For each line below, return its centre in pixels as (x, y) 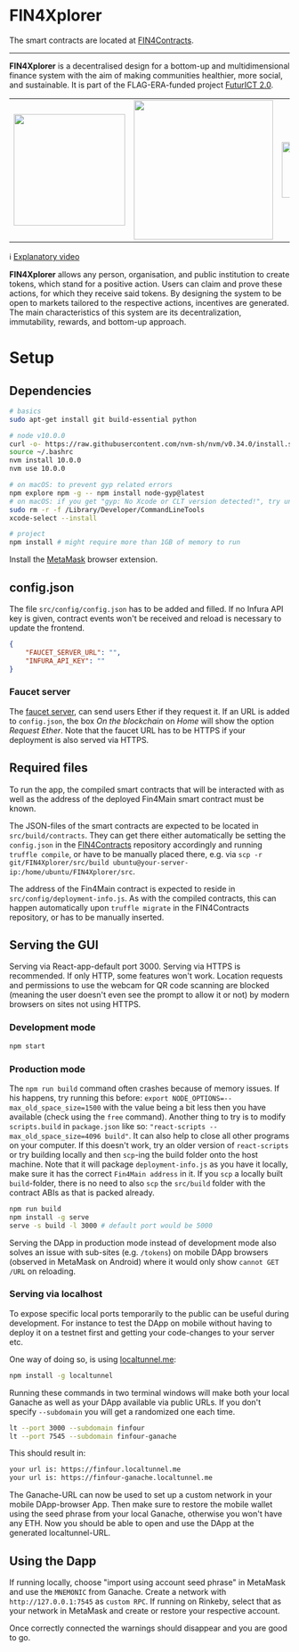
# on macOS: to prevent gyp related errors (91, 485)
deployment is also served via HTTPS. (79, 739)
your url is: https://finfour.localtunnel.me (95, 1470)
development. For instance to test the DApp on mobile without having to (141, 1323)
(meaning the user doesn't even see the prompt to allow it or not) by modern (149, 995)
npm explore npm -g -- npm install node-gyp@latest (107, 493)
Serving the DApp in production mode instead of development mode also (143, 1243)
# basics (25, 411)
